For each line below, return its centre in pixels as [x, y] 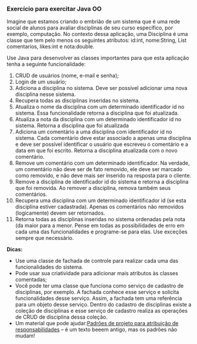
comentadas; [31, 280]
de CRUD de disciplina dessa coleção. [61, 317]
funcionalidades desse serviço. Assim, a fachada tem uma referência [98, 298]
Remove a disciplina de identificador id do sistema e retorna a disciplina [102, 182]
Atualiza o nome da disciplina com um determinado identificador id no [100, 107]
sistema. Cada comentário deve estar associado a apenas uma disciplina [103, 138]
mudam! [25, 336]
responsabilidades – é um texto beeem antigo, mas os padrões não [96, 330]
